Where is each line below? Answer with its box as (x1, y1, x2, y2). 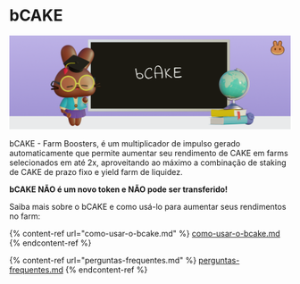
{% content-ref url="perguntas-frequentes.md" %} (9, 255, 197, 265)
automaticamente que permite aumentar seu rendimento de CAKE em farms (9, 147, 288, 158)
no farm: (9, 211, 41, 221)
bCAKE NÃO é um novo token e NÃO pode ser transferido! (9, 184, 229, 195)
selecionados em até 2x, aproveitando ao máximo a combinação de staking (9, 157, 287, 168)
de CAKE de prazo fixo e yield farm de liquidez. (9, 166, 183, 177)
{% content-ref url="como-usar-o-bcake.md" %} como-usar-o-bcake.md (9, 228, 281, 238)
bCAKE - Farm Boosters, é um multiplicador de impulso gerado (9, 138, 241, 148)
